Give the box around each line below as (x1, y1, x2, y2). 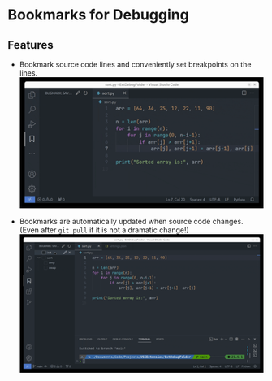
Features (7, 38, 54, 52)
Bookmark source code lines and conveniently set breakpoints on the (19, 59, 252, 69)
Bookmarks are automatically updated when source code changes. (19, 216, 244, 226)
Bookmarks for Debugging (7, 6, 190, 24)
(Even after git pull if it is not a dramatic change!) (19, 225, 190, 235)
